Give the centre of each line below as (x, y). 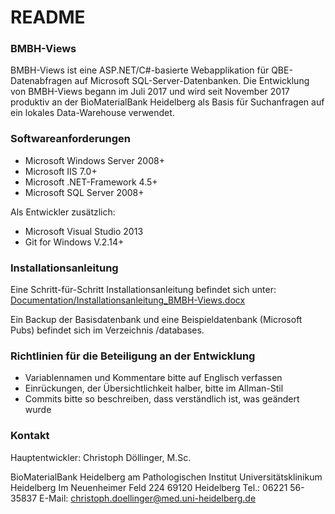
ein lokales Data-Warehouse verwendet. (92, 113)
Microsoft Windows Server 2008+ (94, 160)
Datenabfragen (41, 81)
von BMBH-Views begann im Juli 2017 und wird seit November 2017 (150, 92)
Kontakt (30, 436)
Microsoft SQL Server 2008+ (84, 192)
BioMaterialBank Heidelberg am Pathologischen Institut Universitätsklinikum (166, 477)
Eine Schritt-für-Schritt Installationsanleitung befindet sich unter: (143, 290)
